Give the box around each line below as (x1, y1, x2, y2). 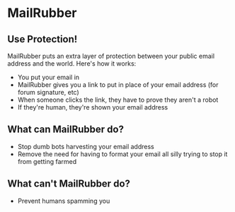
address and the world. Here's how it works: (7, 59, 137, 68)
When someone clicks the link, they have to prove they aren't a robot (17, 95, 219, 104)
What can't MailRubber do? (7, 178, 131, 190)
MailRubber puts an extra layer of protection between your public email (7, 52, 214, 60)
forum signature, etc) (17, 88, 79, 96)
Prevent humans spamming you (17, 196, 110, 205)
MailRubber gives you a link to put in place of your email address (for (17, 81, 219, 89)
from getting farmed (17, 157, 77, 165)
